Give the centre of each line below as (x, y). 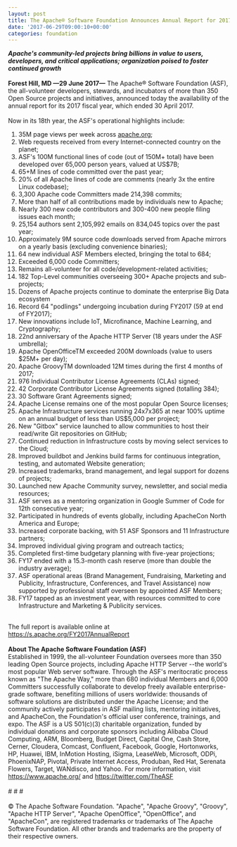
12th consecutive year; (51, 508)
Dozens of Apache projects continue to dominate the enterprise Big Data (123, 291)
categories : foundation (43, 33)
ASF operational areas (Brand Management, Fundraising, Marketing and (122, 576)
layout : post (27, 14)
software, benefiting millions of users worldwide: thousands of (117, 694)
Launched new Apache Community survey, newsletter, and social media (123, 486)
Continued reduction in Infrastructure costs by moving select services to (123, 441)
